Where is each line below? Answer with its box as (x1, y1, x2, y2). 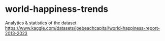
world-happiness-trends (5, 3, 108, 15)
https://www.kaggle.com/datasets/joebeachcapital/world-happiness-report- (5, 25, 160, 31)
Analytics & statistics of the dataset (5, 20, 77, 26)
